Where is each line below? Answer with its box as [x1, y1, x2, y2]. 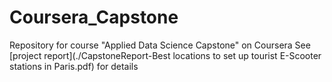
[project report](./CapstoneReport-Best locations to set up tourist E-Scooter [9, 49, 322, 61]
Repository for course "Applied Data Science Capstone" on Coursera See [9, 39, 311, 51]
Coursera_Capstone [9, 6, 179, 29]
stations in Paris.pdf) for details [9, 60, 139, 72]
